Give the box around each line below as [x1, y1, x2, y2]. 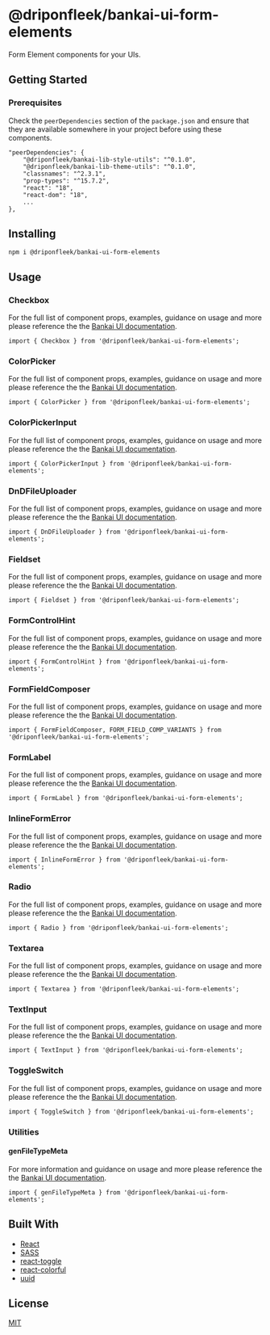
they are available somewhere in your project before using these [8, 124, 222, 134]
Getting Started [8, 73, 88, 86]
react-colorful [19, 1265, 67, 1274]
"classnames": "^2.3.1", [23, 170, 106, 178]
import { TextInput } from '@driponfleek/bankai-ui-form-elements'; [8, 1047, 243, 1055]
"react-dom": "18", [23, 191, 89, 199]
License [8, 1297, 49, 1311]
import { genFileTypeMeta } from [8, 1188, 121, 1197]
